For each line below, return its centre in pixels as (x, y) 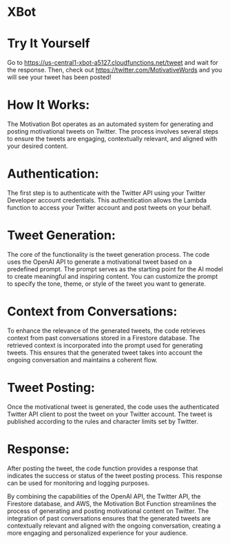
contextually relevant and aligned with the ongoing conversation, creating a (114, 525)
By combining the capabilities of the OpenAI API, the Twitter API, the (104, 496)
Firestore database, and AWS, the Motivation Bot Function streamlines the (112, 503)
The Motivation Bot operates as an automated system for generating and (110, 124)
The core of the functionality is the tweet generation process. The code (108, 254)
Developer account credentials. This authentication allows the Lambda (107, 200)
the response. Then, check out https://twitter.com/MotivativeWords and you (115, 70)
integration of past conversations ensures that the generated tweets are (109, 518)
